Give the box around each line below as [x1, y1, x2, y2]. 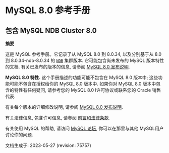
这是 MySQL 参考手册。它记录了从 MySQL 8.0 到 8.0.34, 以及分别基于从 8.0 [5, 51, 161, 57]
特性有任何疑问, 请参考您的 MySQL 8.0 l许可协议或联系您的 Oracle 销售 [14, 87, 161, 93]
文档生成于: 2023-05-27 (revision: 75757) [5, 142, 92, 148]
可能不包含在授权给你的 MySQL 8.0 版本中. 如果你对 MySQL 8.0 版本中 [9, 81, 156, 87]
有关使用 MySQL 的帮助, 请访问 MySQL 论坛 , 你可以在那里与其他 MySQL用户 [5, 125, 164, 131]
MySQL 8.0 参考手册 [5, 5, 91, 16]
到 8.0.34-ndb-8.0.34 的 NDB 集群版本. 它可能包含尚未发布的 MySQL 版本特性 [5, 57, 164, 63]
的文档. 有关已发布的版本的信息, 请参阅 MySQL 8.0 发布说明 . [5, 64, 130, 69]
